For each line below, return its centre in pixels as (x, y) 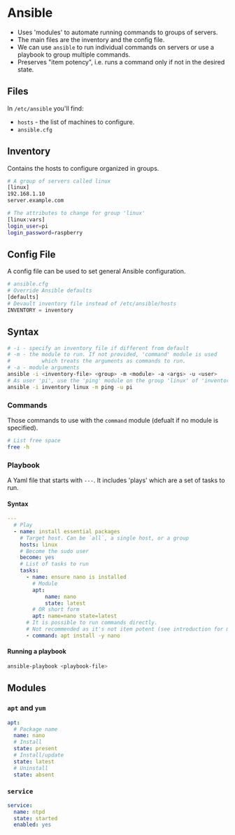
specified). (23, 428)
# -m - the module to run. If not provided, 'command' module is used (112, 355)
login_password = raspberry (45, 232)
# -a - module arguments (43, 368)
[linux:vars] (26, 219)
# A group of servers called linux (59, 181)
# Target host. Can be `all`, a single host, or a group (105, 538)
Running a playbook (37, 652)
